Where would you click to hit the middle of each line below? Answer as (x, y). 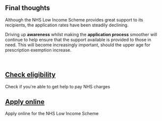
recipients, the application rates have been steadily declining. (67, 25)
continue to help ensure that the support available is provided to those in (78, 40)
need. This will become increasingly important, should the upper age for (78, 45)
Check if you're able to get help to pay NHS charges (58, 86)
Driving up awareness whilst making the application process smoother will (81, 34)
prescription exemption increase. (38, 50)
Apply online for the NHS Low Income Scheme (52, 114)
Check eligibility (30, 75)
